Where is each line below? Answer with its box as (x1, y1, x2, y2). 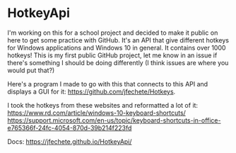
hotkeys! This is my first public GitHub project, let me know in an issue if (7, 51, 218, 59)
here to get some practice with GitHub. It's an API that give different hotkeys (7, 35, 230, 44)
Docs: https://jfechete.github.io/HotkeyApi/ (7, 137, 132, 146)
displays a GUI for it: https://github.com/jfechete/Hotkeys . (7, 87, 176, 96)
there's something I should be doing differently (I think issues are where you (7, 58, 229, 67)
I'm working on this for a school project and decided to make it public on (7, 28, 218, 37)
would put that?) (7, 66, 55, 74)
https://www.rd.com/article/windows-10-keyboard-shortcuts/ (7, 108, 186, 117)
